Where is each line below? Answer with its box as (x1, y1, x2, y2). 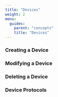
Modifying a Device (5, 60, 53, 67)
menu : (5, 16, 16, 21)
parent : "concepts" (14, 26, 54, 31)
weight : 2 (5, 12, 26, 17)
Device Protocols (5, 86, 47, 93)
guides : (9, 21, 26, 26)
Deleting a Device (5, 73, 48, 80)
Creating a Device (5, 47, 49, 53)
